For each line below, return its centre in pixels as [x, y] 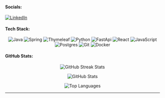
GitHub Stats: [19, 56]
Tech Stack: [18, 29]
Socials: [14, 7]
